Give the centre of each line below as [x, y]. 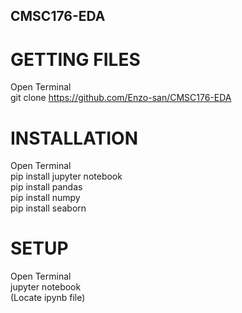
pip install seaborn [48, 208]
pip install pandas [46, 187]
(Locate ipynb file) [48, 298]
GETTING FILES [75, 59]
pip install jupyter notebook [66, 176]
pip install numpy [45, 198]
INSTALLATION [74, 138]
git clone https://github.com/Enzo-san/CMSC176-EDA [121, 98]
